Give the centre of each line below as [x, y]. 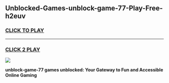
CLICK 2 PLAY [23, 49]
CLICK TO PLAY [25, 31]
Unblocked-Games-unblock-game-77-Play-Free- [84, 8]
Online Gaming [21, 75]
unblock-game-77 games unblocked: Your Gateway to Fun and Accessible [84, 69]
